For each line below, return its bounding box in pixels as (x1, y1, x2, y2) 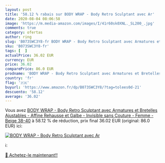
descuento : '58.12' (5, 89, 45, 94)
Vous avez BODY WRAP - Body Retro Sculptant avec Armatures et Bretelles (5, 108, 158, 113)
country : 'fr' (5, 76, 34, 81)
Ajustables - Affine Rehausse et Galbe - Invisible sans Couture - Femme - (5, 112, 154, 118)
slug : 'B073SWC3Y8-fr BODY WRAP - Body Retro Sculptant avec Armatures (5, 39, 155, 44)
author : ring (5, 35, 32, 40)
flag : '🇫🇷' (5, 80, 29, 85)
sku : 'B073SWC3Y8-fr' (5, 44, 50, 49)
